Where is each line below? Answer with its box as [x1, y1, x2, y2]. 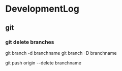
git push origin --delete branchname [5, 59, 81, 66]
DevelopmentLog [5, 3, 80, 15]
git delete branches [5, 39, 54, 46]
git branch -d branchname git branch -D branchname [5, 50, 117, 56]
